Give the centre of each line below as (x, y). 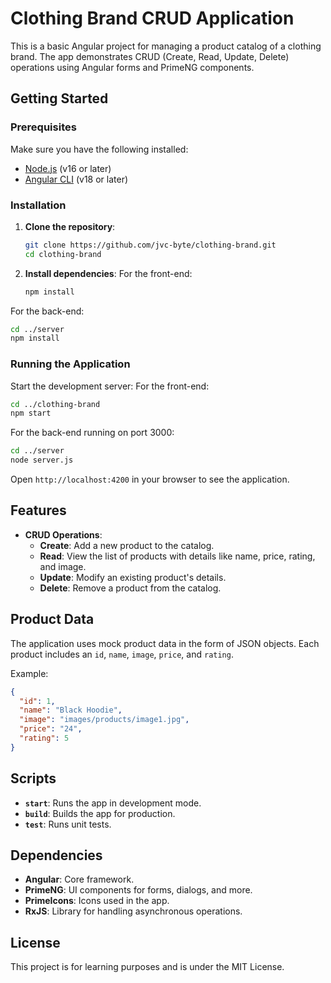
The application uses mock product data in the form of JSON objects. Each (165, 643)
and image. (63, 566)
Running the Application (70, 364)
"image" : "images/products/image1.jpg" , (104, 720)
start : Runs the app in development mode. (113, 803)
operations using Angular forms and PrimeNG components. (132, 67)
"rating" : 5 (44, 738)
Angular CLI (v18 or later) (76, 179)
